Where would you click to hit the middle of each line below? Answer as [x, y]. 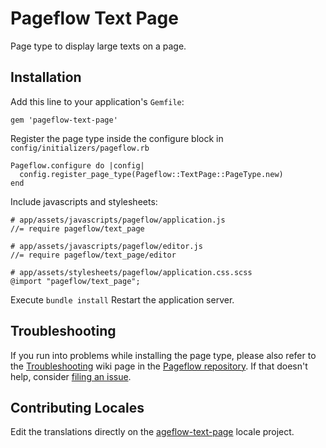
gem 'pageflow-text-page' [64, 120]
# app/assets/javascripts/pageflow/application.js [118, 220]
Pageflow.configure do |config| [77, 165]
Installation [46, 77]
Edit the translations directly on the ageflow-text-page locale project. [152, 432]
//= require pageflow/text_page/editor [93, 255]
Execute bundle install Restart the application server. [122, 299]
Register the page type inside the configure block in [117, 138]
